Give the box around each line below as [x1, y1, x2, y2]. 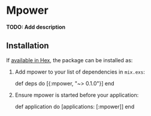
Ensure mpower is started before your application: [14, 91, 139, 99]
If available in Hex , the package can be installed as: [6, 56, 133, 63]
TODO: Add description [6, 23, 66, 30]
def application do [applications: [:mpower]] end [14, 103, 135, 110]
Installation [6, 41, 49, 51]
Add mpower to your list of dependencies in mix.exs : [14, 68, 145, 75]
